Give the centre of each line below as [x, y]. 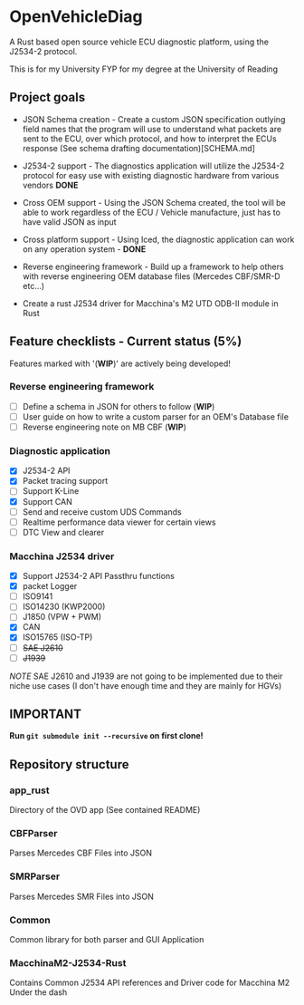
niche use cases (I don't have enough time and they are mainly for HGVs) [146, 685]
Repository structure [69, 764]
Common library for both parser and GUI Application [107, 940]
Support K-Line [51, 491]
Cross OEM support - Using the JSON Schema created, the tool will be [154, 202]
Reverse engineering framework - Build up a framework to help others [153, 266]
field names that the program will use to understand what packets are [152, 129]
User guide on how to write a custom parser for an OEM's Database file [156, 416]
